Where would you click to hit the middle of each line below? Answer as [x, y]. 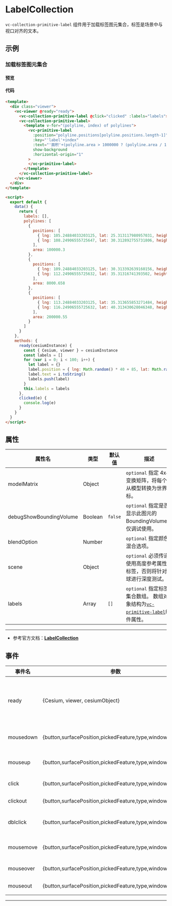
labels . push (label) [49, 379]
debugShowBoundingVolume [43, 517]
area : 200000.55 [50, 317]
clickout [17, 801]
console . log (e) [40, 403]
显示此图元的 [142, 513]
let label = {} [44, 365]
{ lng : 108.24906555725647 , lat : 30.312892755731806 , [96, 240]
